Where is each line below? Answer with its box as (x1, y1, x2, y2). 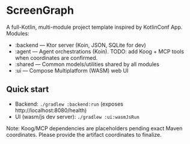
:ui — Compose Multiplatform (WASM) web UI (14, 67, 129, 74)
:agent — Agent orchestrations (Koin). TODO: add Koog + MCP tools (14, 47, 185, 55)
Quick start (6, 85, 49, 95)
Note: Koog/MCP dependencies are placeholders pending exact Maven (6, 124, 183, 132)
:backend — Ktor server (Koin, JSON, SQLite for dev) (14, 41, 146, 49)
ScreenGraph (6, 4, 74, 17)
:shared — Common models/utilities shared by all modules (14, 61, 159, 68)
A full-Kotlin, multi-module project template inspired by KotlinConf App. (6, 23, 183, 31)
